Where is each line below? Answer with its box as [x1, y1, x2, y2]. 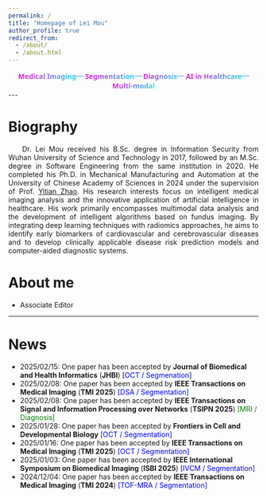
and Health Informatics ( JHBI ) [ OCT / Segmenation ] [19, 370, 192, 379]
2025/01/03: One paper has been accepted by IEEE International [19, 455, 233, 465]
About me [8, 274, 75, 292]
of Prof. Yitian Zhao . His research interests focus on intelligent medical [8, 186, 259, 196]
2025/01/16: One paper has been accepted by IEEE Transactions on [19, 437, 243, 447]
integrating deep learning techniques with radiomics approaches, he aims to [8, 220, 259, 229]
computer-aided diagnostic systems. [8, 245, 129, 255]
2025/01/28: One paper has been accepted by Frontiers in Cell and [19, 421, 241, 430]
